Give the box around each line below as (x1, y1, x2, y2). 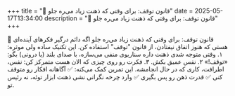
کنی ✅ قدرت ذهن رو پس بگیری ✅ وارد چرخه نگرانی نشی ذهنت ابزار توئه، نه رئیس (7, 73, 223, 81)
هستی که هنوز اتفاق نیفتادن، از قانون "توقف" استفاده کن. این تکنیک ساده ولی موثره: (7, 43, 228, 50)
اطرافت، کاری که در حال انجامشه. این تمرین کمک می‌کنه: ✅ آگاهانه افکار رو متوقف (7, 65, 224, 73)
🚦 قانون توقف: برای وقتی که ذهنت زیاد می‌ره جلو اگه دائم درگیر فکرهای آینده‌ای (7, 35, 214, 43)
